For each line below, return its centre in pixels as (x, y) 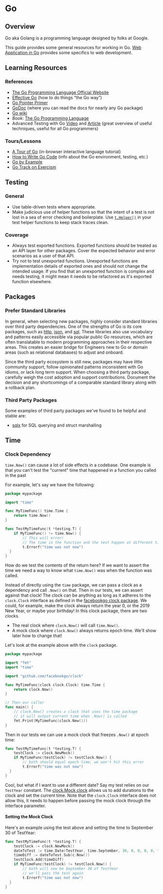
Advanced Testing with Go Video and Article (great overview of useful (82, 123)
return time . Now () (32, 516)
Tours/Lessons (23, 141)
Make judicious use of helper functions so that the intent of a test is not (83, 212)
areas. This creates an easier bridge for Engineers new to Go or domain (76, 347)
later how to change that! (37, 636)
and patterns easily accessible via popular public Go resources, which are (79, 337)
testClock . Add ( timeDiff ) (39, 860)
